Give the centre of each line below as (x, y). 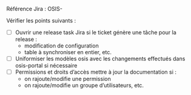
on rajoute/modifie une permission (67, 79)
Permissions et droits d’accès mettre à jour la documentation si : (96, 72)
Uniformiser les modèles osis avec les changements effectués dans (100, 59)
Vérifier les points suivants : (41, 20)
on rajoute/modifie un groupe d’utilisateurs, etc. (84, 85)
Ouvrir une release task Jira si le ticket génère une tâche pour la (96, 32)
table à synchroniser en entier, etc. (68, 52)
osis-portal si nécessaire (46, 66)
